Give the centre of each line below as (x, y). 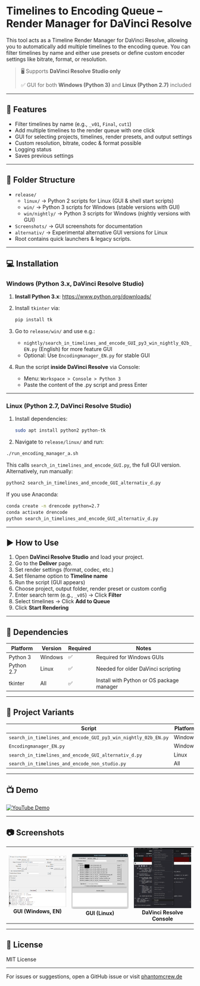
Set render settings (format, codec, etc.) (64, 570)
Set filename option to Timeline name (61, 576)
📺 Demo (22, 790)
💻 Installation (32, 263)
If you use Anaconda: (32, 494)
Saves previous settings (44, 156)
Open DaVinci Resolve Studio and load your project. (79, 557)
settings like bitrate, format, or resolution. (57, 59)
